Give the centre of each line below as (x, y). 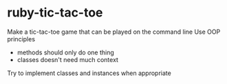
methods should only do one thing (66, 52)
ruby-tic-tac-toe (55, 13)
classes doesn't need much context (68, 59)
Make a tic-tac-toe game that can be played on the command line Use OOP (114, 32)
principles (21, 39)
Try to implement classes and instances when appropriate (89, 73)
